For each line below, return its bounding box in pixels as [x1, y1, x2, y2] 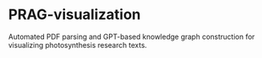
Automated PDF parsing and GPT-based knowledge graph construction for [8, 32, 255, 41]
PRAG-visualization [8, 6, 142, 24]
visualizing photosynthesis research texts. [8, 40, 147, 49]
